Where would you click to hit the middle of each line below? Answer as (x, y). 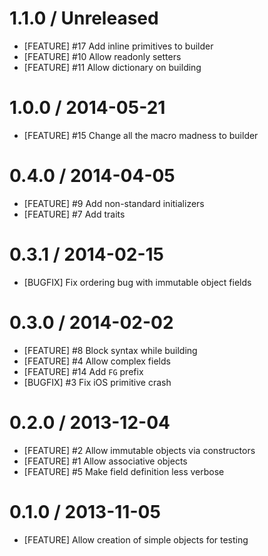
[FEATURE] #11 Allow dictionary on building (112, 67)
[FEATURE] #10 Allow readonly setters (102, 56)
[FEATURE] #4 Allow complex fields (97, 361)
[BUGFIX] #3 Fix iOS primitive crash (97, 382)
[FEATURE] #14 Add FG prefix (83, 371)
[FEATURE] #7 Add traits (74, 214)
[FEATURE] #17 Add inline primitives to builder (118, 46)
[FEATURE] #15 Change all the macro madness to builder (141, 135)
